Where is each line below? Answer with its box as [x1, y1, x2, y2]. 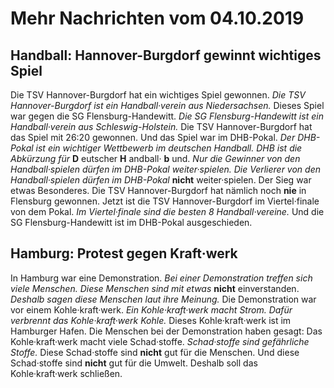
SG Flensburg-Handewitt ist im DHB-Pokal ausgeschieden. [10, 217, 253, 228]
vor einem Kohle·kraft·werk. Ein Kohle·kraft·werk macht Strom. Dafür [10, 303, 293, 316]
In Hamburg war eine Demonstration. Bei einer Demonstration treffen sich [10, 272, 313, 284]
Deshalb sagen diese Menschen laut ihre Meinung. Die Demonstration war [10, 293, 317, 305]
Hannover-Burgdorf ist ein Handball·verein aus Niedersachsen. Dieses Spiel [10, 100, 325, 111]
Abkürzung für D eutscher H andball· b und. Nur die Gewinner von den [10, 153, 301, 164]
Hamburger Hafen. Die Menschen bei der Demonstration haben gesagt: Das [10, 325, 323, 337]
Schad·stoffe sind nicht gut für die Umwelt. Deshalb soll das [10, 357, 258, 369]
